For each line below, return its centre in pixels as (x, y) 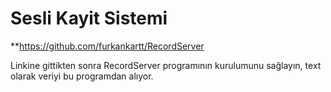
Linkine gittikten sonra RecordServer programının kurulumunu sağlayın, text (166, 65)
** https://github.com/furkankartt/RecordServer (107, 46)
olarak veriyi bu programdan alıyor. (82, 76)
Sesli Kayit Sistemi (89, 18)
